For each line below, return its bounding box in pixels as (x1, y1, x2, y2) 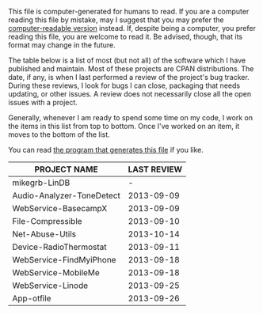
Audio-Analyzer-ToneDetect (12, 190, 120, 201)
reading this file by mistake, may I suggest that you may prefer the (8, 15, 224, 25)
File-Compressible (12, 216, 82, 226)
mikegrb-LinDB (12, 177, 71, 188)
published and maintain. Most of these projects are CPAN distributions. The (8, 64, 254, 74)
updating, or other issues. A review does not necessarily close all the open (8, 89, 252, 98)
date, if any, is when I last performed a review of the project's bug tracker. (8, 73, 250, 81)
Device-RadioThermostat (12, 241, 107, 252)
